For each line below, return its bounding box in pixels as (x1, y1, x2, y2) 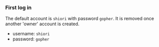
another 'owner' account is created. (5, 21, 80, 27)
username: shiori (12, 31, 50, 37)
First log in (5, 4, 32, 11)
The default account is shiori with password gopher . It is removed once (5, 16, 154, 22)
